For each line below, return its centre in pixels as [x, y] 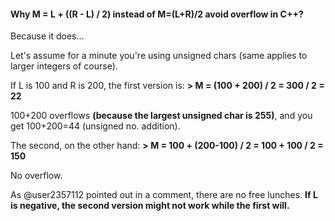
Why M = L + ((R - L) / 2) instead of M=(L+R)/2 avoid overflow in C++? [157, 14]
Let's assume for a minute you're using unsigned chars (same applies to [159, 56]
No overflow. [36, 176]
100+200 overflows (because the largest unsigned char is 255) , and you [161, 116]
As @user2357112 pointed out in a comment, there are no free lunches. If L [164, 195]
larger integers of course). [64, 66]
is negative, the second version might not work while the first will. [150, 206]
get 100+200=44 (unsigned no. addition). [95, 126]
